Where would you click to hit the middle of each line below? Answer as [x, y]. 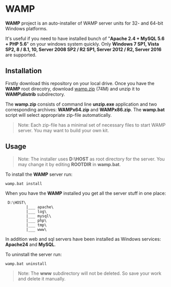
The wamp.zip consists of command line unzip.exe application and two [81, 104]
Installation [24, 71]
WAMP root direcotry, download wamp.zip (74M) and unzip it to [73, 89]
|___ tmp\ [36, 225]
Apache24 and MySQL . [31, 244]
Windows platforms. [26, 28]
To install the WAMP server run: [39, 174]
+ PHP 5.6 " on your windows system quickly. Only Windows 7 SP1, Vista [82, 44]
